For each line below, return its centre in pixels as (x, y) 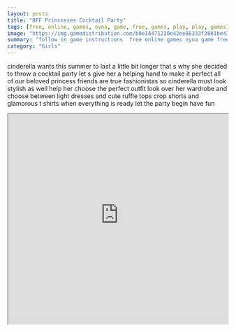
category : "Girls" (34, 46)
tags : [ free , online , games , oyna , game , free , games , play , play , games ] (118, 27)
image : (17, 33)
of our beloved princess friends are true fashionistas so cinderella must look (117, 81)
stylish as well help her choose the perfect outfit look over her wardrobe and (117, 89)
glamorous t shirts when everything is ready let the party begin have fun (111, 103)
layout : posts (28, 14)
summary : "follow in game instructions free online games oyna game (111, 40)
